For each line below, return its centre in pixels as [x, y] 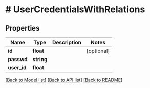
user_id [17, 67]
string [40, 59]
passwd [18, 59]
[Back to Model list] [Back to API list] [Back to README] [64, 80]
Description [67, 42]
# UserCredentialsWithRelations [75, 9]
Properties [23, 28]
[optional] [98, 51]
